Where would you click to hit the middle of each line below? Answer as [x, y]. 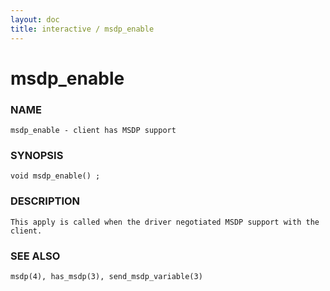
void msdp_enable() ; [55, 176]
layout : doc [35, 19]
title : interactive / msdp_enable [82, 29]
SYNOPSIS [37, 155]
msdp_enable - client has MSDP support [93, 130]
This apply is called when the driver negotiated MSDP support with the [165, 222]
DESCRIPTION [45, 201]
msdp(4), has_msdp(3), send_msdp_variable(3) [106, 276]
